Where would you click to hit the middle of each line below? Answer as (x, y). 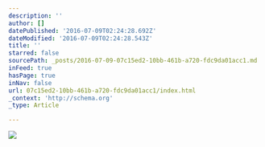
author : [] (27, 23)
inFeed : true (30, 68)
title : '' (25, 46)
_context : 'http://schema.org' (61, 98)
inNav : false (30, 83)
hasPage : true (32, 76)
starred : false (34, 53)
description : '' (35, 16)
